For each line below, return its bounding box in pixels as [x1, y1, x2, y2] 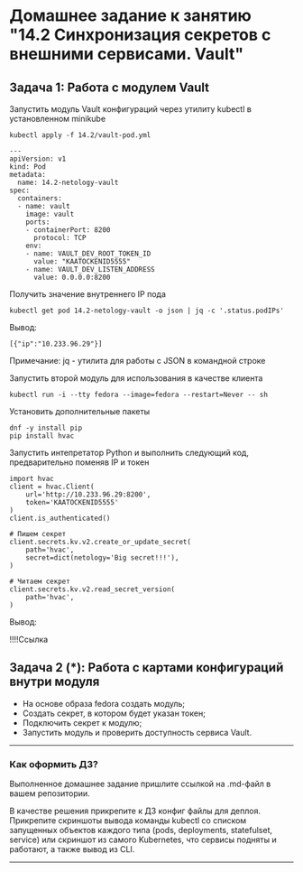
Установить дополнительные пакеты [9, 406, 151, 416]
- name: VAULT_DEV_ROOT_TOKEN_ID [25, 249, 151, 258]
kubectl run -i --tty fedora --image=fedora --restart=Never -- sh [9, 390, 269, 399]
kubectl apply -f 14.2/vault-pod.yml [9, 131, 151, 140]
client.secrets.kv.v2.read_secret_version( [9, 585, 176, 594]
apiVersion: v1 [9, 154, 67, 163]
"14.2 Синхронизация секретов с [9, 24, 271, 45]
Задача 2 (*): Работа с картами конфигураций [9, 660, 284, 675]
